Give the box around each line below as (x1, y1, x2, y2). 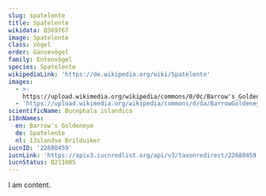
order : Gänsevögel (8, 48, 69, 56)
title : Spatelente (8, 19, 69, 27)
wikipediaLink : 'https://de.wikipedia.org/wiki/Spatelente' (8, 70, 211, 78)
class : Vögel (8, 41, 51, 49)
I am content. (8, 180, 51, 190)
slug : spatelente (8, 11, 66, 20)
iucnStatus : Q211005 (8, 159, 77, 167)
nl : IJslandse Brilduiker (15, 136, 101, 145)
